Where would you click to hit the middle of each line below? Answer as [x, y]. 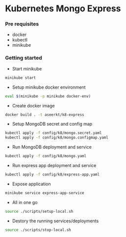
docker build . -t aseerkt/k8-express [45, 115]
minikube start [21, 78]
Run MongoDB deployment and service [52, 147]
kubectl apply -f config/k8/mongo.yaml [46, 156]
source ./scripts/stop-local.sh [38, 230]
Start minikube [27, 68]
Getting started [24, 58]
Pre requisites [22, 24]
